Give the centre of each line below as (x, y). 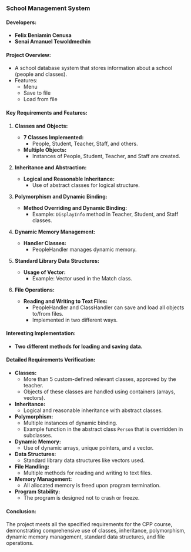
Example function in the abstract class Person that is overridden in (103, 429)
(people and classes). (41, 74)
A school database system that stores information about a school (93, 68)
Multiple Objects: (45, 150)
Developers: (21, 22)
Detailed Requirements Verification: (51, 360)
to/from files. (48, 313)
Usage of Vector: (44, 272)
